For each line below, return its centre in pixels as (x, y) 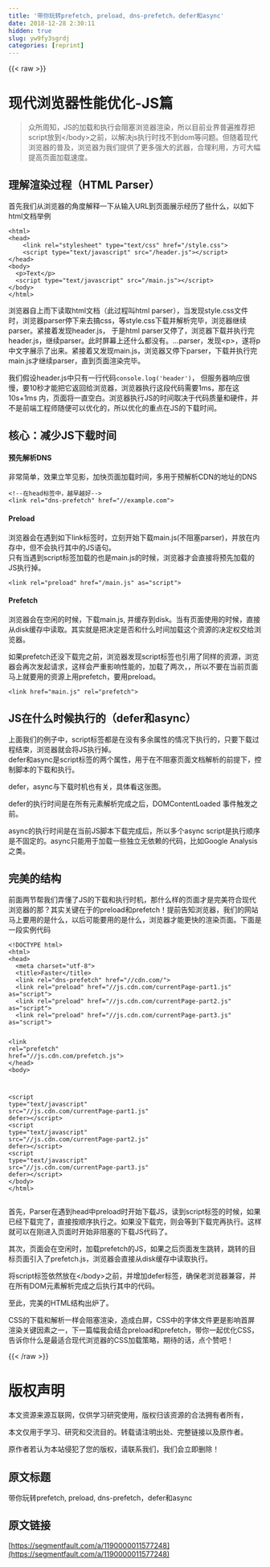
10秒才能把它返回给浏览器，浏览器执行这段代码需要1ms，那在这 (134, 387)
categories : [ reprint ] (46, 46)
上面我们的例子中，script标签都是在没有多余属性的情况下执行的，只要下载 (131, 739)
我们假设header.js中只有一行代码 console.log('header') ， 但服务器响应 (126, 378)
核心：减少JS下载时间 (63, 436)
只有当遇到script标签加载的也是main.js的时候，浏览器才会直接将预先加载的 (131, 557)
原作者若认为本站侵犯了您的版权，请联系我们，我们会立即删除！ (114, 1449)
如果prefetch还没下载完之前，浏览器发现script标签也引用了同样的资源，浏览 (134, 657)
